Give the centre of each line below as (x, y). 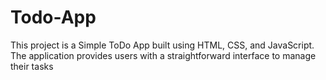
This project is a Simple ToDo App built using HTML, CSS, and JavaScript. (162, 45)
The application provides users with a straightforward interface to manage (163, 55)
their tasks (32, 66)
